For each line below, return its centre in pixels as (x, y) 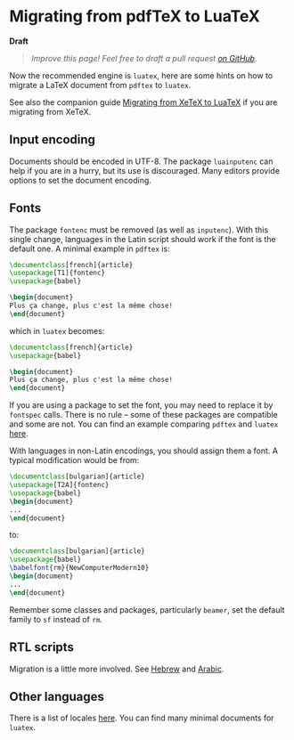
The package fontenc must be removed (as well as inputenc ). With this (139, 230)
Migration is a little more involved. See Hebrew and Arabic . (117, 669)
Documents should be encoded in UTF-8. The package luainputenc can (141, 161)
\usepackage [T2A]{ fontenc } (59, 485)
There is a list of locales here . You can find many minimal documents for (142, 718)
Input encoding (53, 140)
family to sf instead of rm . (56, 619)
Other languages (57, 696)
